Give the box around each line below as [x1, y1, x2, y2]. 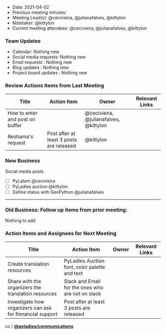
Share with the [7, 278, 41, 285]
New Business [5, 157, 41, 164]
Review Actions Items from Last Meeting [5, 82, 105, 89]
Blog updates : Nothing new [12, 64, 69, 71]
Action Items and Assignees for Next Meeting [5, 230, 117, 237]
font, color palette [64, 263, 105, 270]
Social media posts [5, 168, 44, 174]
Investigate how [7, 298, 44, 305]
